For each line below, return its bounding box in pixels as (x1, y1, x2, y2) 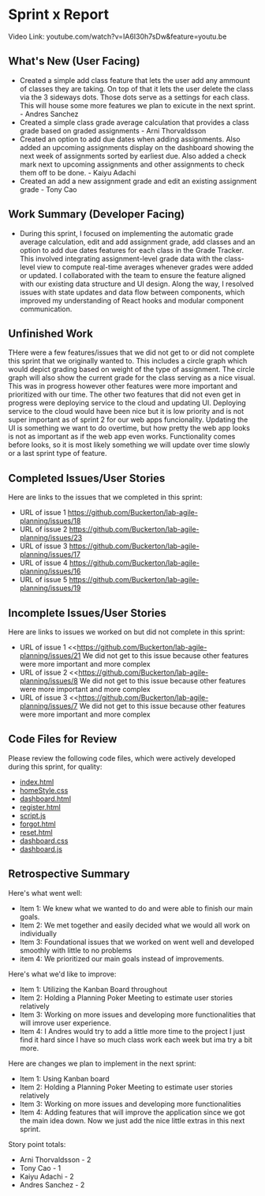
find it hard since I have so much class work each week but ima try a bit (19, 1035, 252, 1044)
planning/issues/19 (19, 583, 81, 593)
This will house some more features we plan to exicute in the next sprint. (19, 100, 256, 110)
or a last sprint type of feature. (8, 449, 108, 458)
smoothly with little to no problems (19, 946, 132, 955)
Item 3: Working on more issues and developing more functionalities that (19, 1010, 256, 1019)
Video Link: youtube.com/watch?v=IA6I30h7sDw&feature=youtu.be (8, 32, 227, 41)
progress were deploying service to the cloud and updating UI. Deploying (8, 398, 246, 408)
